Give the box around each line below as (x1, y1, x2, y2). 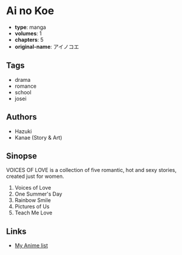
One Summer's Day (14, 190, 63, 198)
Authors (6, 112, 37, 122)
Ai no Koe (6, 4, 54, 18)
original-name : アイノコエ (14, 43, 80, 50)
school (14, 88, 31, 95)
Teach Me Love (14, 209, 53, 216)
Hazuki (14, 128, 32, 135)
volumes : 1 (14, 29, 42, 37)
